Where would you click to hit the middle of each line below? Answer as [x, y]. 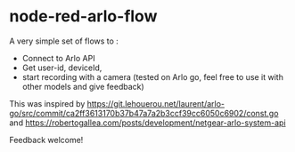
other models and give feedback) [83, 86]
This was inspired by [47, 103]
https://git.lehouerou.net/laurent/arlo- [156, 103]
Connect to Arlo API [58, 58]
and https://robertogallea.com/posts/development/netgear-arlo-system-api [148, 123]
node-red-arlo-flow [83, 16]
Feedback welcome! [46, 140]
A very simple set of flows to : [64, 41]
